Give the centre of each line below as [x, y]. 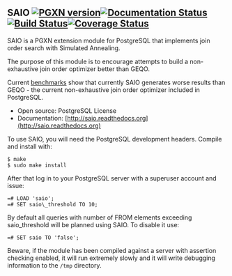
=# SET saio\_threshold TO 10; [53, 204]
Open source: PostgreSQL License [67, 110]
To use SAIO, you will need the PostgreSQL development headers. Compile [115, 139]
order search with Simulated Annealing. [64, 48]
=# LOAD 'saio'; [31, 198]
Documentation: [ [42, 118]
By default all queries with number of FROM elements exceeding [100, 217]
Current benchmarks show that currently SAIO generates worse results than [116, 82]
